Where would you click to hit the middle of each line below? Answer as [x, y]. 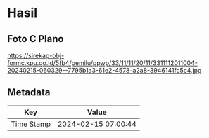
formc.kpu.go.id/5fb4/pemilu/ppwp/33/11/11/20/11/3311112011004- [103, 63]
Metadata [29, 92]
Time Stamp [31, 124]
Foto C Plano [36, 39]
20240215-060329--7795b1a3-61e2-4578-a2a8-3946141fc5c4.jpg [104, 70]
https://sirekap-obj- [36, 55]
